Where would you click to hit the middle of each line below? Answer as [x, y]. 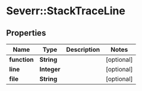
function [21, 59]
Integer [50, 69]
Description [83, 50]
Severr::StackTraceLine [66, 11]
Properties [26, 33]
